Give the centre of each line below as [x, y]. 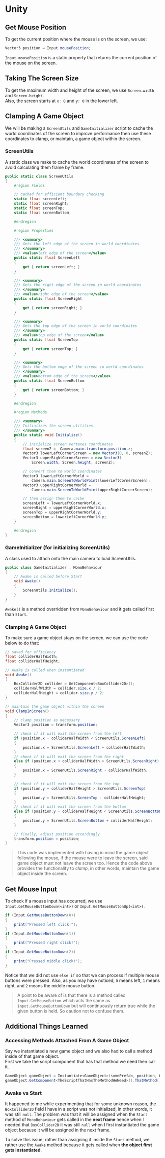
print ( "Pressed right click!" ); [47, 943]
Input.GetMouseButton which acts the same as [64, 1000]
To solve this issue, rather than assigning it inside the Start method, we [77, 1140]
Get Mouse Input [31, 889]
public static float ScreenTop [46, 340]
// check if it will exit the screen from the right [69, 757]
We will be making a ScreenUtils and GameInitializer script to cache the [79, 128]
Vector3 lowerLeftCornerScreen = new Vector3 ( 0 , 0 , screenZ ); [88, 453]
